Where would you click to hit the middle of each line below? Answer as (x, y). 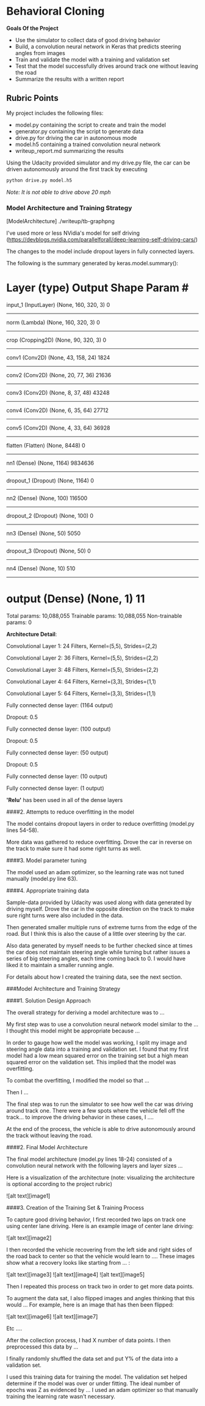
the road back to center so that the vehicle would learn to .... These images (101, 1256)
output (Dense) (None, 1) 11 (76, 599)
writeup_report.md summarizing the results (69, 150)
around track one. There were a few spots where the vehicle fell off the (95, 1110)
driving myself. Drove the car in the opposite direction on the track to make (100, 908)
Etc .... (14, 1328)
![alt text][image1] (28, 1196)
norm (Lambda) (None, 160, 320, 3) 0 (53, 322)
